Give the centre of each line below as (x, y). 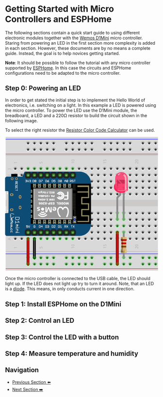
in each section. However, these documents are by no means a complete (78, 48)
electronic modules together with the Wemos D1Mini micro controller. (74, 38)
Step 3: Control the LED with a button (62, 337)
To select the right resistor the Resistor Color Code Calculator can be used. (80, 130)
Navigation (22, 370)
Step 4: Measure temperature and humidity (72, 354)
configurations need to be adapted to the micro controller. (63, 73)
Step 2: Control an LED (40, 321)
